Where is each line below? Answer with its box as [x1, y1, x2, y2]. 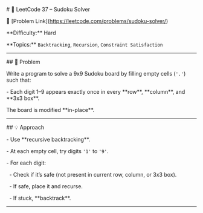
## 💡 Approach [6, 124, 44, 131]
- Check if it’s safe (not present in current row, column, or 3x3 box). [8, 171, 177, 178]
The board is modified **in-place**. [6, 106, 95, 113]
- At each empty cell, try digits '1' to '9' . [6, 148, 109, 154]
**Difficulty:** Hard [6, 29, 56, 36]
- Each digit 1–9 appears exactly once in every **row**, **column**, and [6, 88, 185, 95]
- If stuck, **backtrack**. [8, 194, 71, 202]
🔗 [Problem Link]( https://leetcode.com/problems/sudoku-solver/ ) [6, 18, 169, 24]
